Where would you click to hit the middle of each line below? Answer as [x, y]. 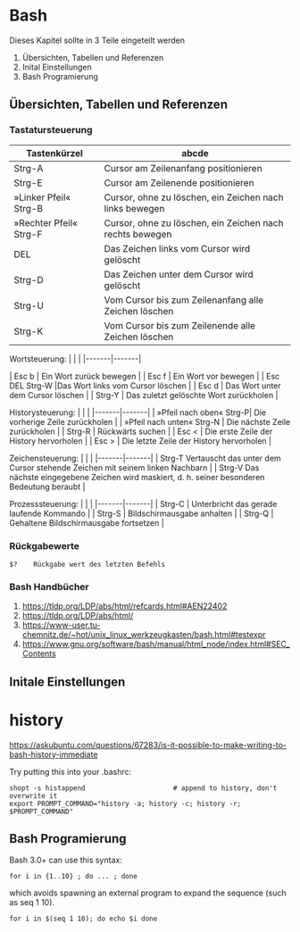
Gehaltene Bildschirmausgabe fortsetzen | [87, 522]
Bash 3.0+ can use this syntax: [66, 860]
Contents [39, 653]
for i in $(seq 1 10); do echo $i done [83, 919]
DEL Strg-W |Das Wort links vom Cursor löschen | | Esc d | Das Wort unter [145, 386]
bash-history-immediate [54, 754]
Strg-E [28, 182]
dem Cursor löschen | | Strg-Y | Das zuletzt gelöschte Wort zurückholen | [144, 395]
